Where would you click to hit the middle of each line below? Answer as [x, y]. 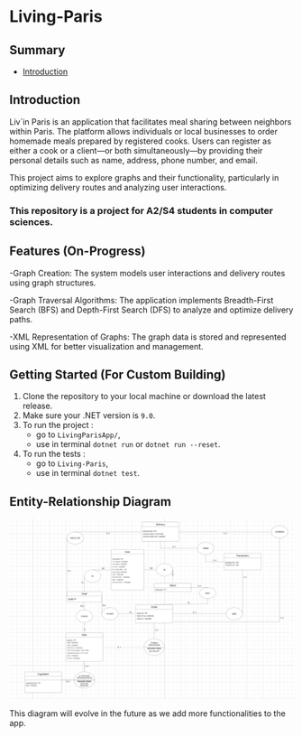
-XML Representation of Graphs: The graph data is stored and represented [148, 337]
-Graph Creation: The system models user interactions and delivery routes [147, 273]
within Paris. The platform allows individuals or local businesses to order [143, 131]
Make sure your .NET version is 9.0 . [89, 415]
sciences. [32, 221]
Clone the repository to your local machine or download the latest [144, 396]
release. [37, 406]
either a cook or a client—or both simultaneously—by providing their [136, 150]
